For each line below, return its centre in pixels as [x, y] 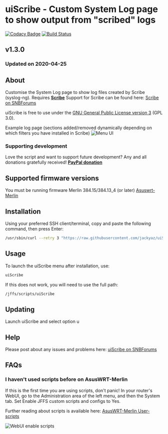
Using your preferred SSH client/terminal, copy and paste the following [78, 223]
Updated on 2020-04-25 [36, 64]
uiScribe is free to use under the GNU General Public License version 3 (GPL [84, 113]
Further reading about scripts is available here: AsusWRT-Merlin [71, 411]
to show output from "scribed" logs [80, 20]
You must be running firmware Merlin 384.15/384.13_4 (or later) [70, 190]
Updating [20, 309]
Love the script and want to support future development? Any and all [76, 157]
